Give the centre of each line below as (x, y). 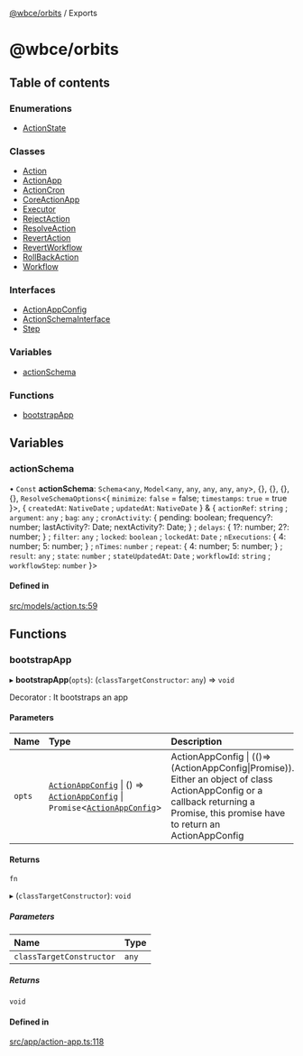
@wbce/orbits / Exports (53, 13)
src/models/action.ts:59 (54, 606)
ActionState (44, 128)
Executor (39, 209)
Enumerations (41, 108)
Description (197, 741)
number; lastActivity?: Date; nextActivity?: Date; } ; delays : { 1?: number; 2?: (150, 527)
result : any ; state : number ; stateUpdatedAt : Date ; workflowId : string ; (140, 556)
